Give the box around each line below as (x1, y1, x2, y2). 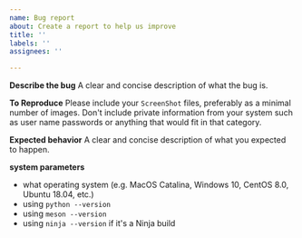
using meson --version (22, 208, 107, 219)
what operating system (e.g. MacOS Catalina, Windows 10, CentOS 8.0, (22, 179, 289, 191)
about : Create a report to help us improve (9, 22, 177, 31)
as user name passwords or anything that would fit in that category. (9, 117, 262, 128)
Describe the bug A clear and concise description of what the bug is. (9, 80, 268, 91)
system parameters (9, 162, 85, 173)
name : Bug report (9, 13, 75, 23)
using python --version (22, 199, 112, 210)
